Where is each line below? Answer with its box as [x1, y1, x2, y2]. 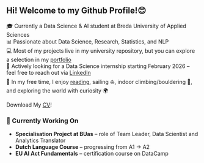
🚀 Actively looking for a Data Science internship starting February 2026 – [6, 62, 190, 70]
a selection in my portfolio [6, 56, 71, 63]
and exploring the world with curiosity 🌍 [6, 86, 109, 94]
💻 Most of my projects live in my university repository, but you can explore [6, 47, 195, 55]
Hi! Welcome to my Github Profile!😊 [6, 6, 147, 16]
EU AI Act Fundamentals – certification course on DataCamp [15, 150, 169, 157]
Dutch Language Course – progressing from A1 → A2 [15, 143, 150, 151]
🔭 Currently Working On [6, 116, 79, 125]
